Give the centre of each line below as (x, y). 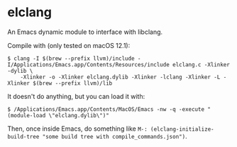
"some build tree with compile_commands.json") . (115, 136)
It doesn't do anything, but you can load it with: (76, 96)
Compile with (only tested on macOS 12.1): (69, 45)
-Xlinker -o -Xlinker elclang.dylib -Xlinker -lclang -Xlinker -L (120, 77)
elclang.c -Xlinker (202, 64)
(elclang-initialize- (182, 129)
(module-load (27, 115)
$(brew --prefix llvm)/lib (73, 83)
